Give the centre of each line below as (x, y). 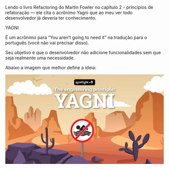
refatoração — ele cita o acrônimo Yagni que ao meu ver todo (69, 13)
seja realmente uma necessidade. (40, 58)
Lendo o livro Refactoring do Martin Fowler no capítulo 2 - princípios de (79, 7)
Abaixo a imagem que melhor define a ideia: (51, 68)
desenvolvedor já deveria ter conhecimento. (51, 18)
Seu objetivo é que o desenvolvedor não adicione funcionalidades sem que (83, 53)
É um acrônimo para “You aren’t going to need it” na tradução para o (76, 37)
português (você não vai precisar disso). (47, 43)
